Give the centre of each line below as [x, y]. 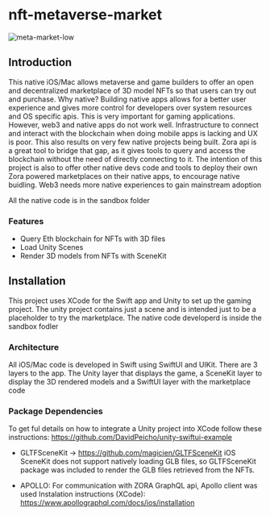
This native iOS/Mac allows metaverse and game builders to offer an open [131, 81]
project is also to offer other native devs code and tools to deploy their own [133, 168]
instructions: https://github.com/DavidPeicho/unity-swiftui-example [120, 438]
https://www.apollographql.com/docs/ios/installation [107, 503]
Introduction [40, 62]
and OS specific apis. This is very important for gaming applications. [122, 116]
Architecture [34, 347]
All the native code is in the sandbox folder [79, 200]
